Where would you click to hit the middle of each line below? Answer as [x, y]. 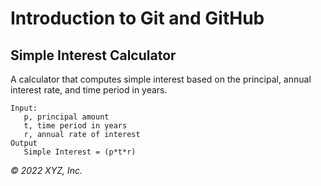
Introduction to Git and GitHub [137, 18]
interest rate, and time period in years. [89, 90]
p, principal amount [66, 117]
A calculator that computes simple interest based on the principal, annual [161, 79]
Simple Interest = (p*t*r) [80, 152]
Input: [24, 108]
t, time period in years [75, 126]
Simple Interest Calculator [93, 55]
